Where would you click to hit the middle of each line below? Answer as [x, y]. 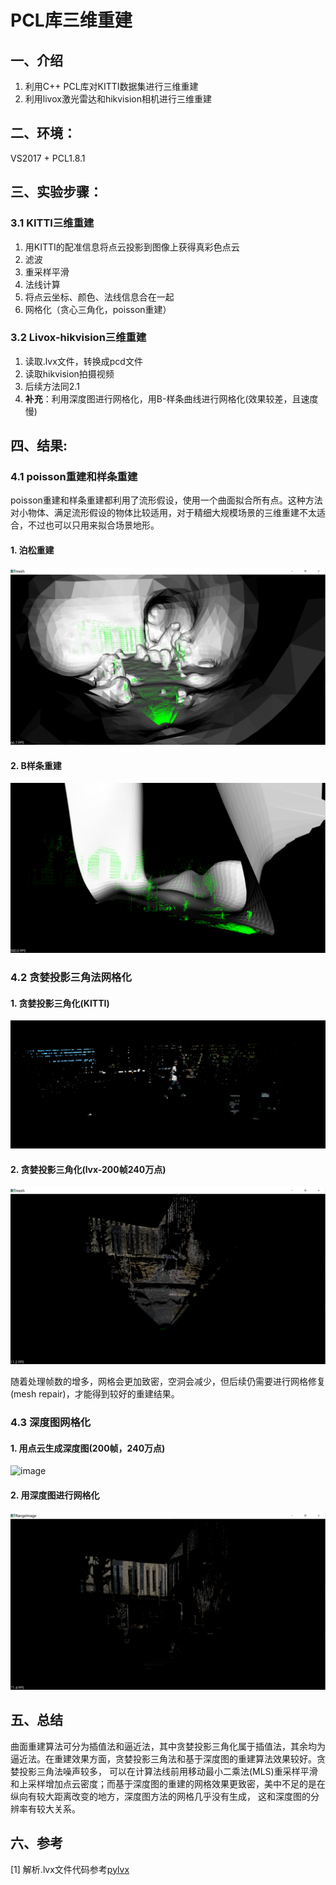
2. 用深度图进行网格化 [55, 1495]
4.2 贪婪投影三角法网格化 [71, 977]
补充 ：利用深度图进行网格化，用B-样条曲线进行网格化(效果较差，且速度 [171, 398]
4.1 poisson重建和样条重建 [74, 477]
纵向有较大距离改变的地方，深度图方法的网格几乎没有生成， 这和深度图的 [160, 1796]
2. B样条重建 [36, 765]
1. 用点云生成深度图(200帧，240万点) [88, 1448]
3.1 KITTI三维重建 [52, 223]
